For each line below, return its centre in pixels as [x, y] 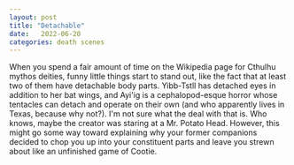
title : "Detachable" [47, 26]
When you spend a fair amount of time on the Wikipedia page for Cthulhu [143, 67]
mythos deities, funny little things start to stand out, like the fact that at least [148, 77]
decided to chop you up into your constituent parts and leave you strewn [142, 142]
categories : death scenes [57, 42]
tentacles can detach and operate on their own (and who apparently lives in [147, 105]
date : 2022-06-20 [45, 34]
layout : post [33, 17]
